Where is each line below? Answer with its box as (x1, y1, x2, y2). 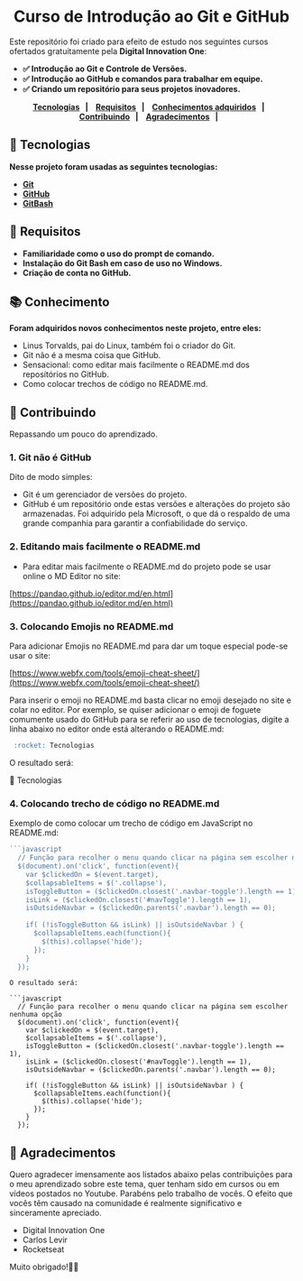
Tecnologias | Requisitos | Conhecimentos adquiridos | (32, 101, 265, 112)
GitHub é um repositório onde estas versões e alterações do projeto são (22, 499, 290, 510)
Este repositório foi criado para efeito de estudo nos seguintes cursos (9, 36, 269, 47)
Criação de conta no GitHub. (22, 267, 132, 278)
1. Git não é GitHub (9, 451, 92, 464)
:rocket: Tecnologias (13, 742, 95, 751)
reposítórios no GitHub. (22, 369, 110, 380)
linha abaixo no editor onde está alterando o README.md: (9, 723, 225, 734)
